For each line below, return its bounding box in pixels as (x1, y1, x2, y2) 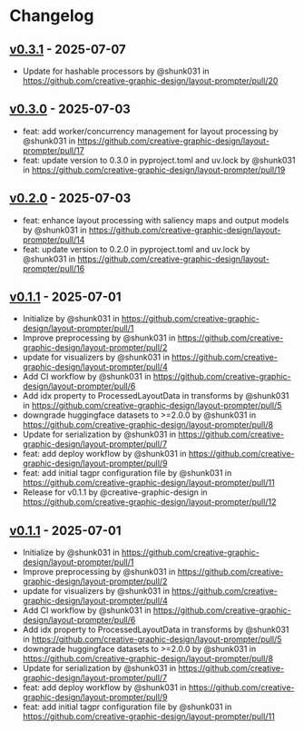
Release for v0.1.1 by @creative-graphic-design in (22, 487, 208, 498)
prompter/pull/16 (22, 262, 85, 273)
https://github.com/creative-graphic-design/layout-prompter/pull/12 (22, 497, 277, 508)
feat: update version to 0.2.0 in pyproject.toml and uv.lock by (22, 243, 250, 254)
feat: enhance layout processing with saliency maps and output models (22, 214, 289, 225)
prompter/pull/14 (22, 233, 85, 245)
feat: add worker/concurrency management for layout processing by (22, 125, 279, 136)
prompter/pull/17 (22, 144, 84, 155)
